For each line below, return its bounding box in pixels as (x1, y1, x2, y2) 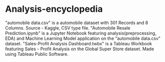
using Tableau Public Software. (5, 51, 68, 57)
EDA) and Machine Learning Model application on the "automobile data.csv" (5, 35, 161, 41)
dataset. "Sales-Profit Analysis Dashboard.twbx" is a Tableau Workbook (5, 40, 152, 46)
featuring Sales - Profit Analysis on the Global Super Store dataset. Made (5, 46, 155, 52)
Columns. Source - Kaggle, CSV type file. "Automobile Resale (5, 25, 130, 31)
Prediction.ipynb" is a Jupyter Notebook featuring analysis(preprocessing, (5, 30, 157, 36)
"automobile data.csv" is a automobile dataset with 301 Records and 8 (5, 20, 149, 26)
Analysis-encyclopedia (5, 3, 103, 15)
